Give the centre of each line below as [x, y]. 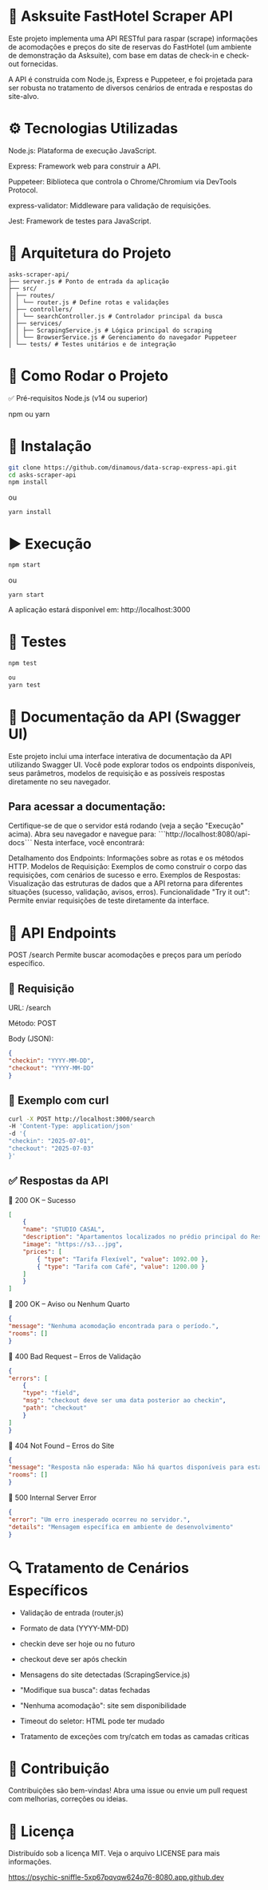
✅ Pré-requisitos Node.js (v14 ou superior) [78, 397]
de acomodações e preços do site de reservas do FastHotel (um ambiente [130, 46]
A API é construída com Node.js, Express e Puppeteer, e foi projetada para [131, 79]
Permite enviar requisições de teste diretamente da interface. [109, 900]
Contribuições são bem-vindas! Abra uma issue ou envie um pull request [128, 1790]
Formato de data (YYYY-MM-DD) [74, 1628]
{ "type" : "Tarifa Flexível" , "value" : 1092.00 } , [123, 1259]
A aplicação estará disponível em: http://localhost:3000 [99, 610]
